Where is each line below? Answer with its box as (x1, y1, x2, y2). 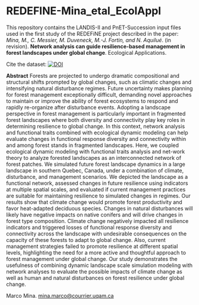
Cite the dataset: (6, 61, 47, 68)
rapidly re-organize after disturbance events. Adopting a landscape (6, 103, 171, 111)
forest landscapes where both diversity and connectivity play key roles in (6, 116, 185, 123)
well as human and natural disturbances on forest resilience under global (6, 274, 185, 281)
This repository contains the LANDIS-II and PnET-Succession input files (6, 24, 181, 31)
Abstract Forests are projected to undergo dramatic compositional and (6, 72, 180, 79)
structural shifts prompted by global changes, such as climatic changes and (6, 78, 192, 86)
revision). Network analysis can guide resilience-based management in (6, 43, 185, 50)
